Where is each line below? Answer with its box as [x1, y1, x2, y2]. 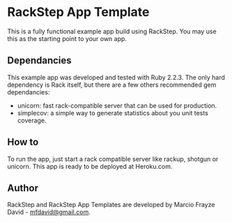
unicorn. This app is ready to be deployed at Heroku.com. [7, 162, 173, 170]
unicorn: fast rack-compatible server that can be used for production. [17, 101, 217, 110]
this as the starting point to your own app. [7, 34, 127, 42]
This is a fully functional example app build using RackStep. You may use [7, 27, 217, 35]
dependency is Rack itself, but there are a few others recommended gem [7, 81, 217, 89]
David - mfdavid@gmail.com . [7, 208, 91, 216]
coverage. [17, 116, 47, 124]
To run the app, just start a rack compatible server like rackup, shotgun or [7, 154, 219, 163]
